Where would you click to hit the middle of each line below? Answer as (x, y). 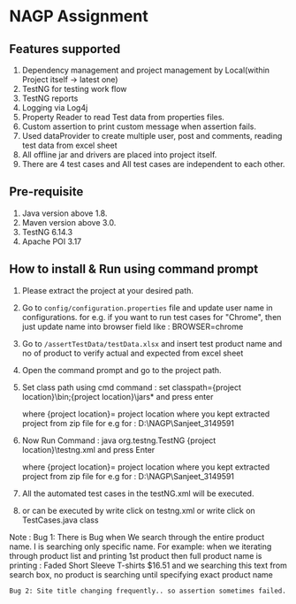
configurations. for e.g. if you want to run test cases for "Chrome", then (152, 317)
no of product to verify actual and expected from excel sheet (133, 353)
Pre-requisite (46, 192)
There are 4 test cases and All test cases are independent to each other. (153, 164)
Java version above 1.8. (65, 213)
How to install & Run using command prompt (134, 269)
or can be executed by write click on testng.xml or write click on (139, 510)
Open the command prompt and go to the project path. (122, 370)
